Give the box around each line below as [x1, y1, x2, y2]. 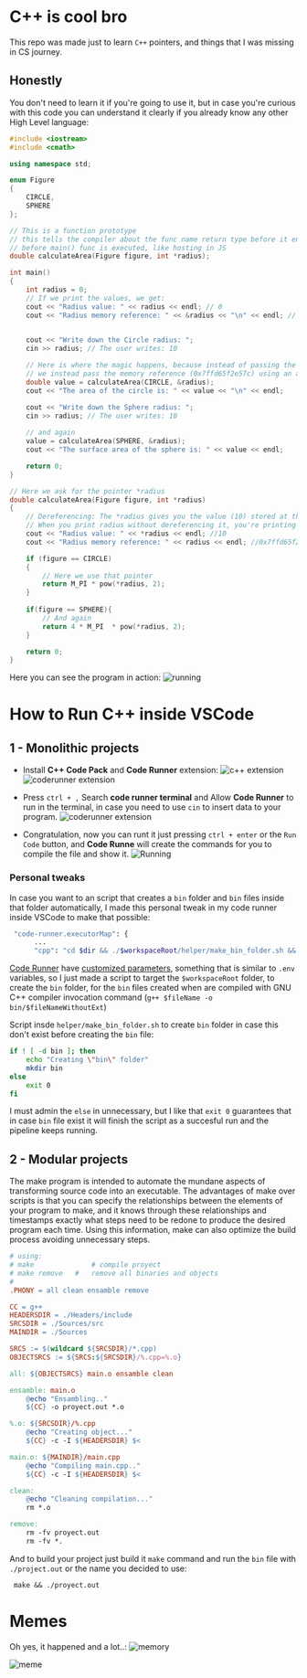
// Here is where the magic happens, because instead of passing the [26, 361, 297, 370]
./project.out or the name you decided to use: [9, 1563, 187, 1574]
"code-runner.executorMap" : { [13, 929, 129, 939]
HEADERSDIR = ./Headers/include [9, 1311, 132, 1320]
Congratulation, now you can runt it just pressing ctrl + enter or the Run [22, 829, 297, 840]
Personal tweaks [9, 871, 86, 884]
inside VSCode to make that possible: [9, 911, 151, 922]
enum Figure [9, 175, 55, 185]
